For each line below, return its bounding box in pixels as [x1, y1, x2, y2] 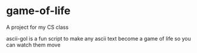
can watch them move [6, 41, 61, 48]
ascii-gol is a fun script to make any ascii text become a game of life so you [6, 35, 192, 42]
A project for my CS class [6, 24, 69, 31]
